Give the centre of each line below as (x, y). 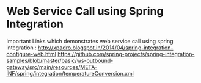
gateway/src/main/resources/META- (52, 67)
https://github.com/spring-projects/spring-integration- (126, 54)
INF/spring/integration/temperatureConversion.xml (70, 73)
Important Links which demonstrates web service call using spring (90, 41)
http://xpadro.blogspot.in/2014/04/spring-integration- (105, 48)
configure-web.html (31, 54)
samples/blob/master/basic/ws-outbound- (60, 60)
